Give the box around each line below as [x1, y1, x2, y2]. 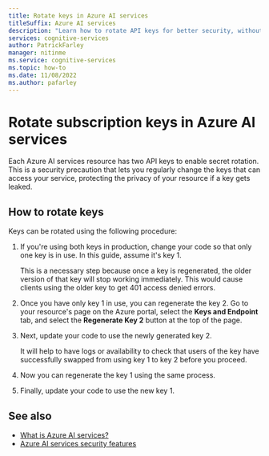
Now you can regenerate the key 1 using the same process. [19, 370, 216, 380]
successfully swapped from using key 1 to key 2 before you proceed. [19, 355, 247, 365]
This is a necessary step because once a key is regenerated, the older [19, 266, 252, 276]
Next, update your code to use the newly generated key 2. [19, 331, 212, 341]
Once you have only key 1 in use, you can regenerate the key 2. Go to [19, 298, 249, 308]
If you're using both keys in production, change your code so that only [19, 242, 252, 252]
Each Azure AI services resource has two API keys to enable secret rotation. [8, 157, 259, 166]
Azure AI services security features [19, 439, 137, 449]
